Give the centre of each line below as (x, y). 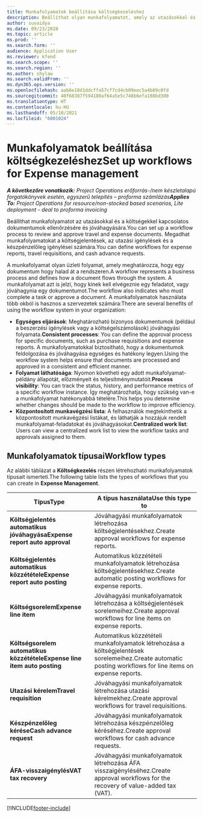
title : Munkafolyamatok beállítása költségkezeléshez (76, 12)
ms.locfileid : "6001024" (38, 118)
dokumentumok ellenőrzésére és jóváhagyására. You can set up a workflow (100, 228)
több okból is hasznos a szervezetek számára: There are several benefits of (100, 304)
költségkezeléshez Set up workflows (99, 161)
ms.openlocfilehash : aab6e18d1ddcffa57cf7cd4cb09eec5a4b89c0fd (88, 90)
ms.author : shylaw (30, 74)
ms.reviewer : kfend (31, 57)
